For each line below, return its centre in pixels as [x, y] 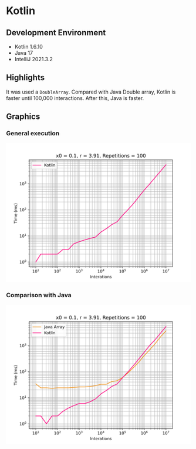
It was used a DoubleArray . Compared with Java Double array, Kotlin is [91, 92]
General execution [33, 134]
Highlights [26, 78]
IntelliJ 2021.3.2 [33, 59]
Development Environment [56, 33]
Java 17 [24, 53]
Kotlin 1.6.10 [28, 46]
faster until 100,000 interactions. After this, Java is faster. [75, 98]
